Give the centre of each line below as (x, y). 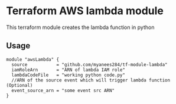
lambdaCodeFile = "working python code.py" (69, 75)
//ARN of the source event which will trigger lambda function (91, 80)
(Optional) (19, 85)
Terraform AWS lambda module (85, 11)
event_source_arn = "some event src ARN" (63, 90)
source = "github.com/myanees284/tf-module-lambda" (89, 64)
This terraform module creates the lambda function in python (80, 27)
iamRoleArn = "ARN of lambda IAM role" (69, 70)
